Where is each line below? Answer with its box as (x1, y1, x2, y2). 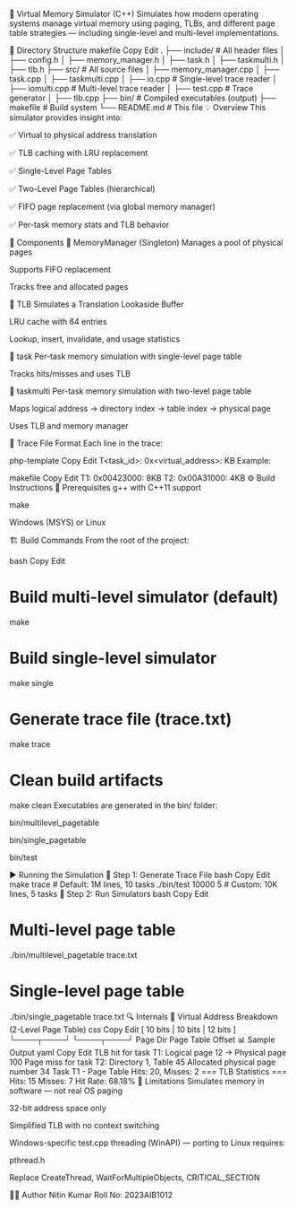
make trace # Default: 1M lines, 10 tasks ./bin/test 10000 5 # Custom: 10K (9, 879, 278, 890)
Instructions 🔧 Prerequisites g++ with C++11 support (9, 483, 201, 492)
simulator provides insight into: (9, 112, 123, 123)
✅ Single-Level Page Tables (9, 166, 112, 176)
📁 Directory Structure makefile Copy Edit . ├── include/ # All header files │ (9, 45, 285, 56)
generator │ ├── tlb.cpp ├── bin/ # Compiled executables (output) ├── (9, 92, 277, 103)
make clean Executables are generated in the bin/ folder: (9, 799, 218, 811)
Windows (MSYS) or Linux (9, 517, 106, 527)
